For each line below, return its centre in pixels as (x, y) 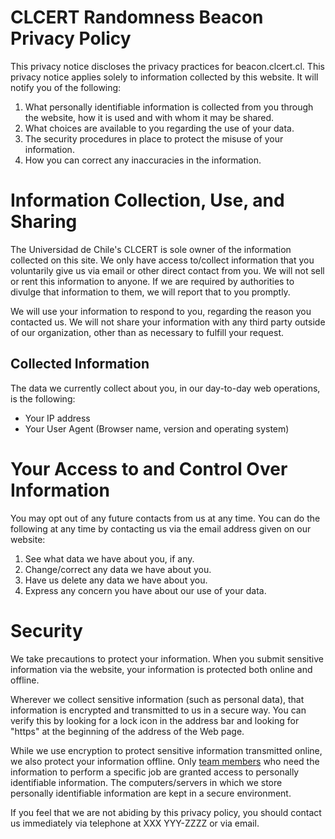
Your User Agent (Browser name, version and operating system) (157, 428)
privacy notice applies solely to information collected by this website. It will (164, 77)
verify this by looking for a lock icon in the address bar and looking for (155, 720)
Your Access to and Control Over (149, 468)
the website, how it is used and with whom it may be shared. (149, 117)
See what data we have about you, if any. (109, 558)
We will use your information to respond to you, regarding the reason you (161, 311)
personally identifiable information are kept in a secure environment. (151, 793)
